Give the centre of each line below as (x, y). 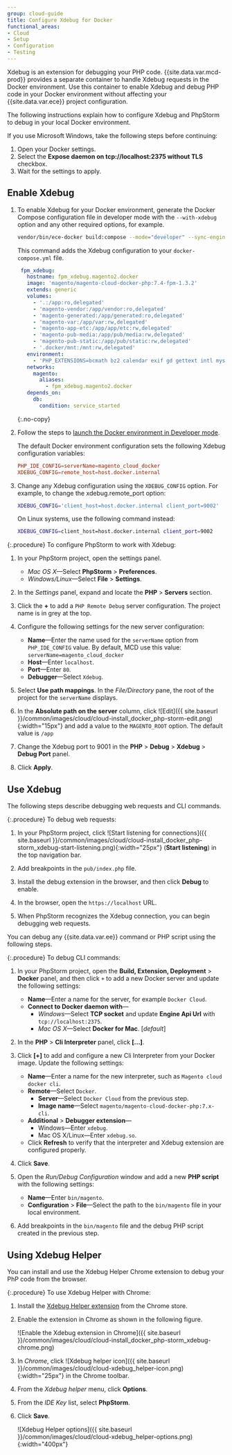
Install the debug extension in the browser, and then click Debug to (113, 882)
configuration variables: (51, 453)
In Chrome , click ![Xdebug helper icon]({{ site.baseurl (93, 1361)
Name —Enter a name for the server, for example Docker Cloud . (117, 1000)
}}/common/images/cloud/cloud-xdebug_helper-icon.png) (100, 1368)
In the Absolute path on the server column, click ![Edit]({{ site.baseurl (117, 711)
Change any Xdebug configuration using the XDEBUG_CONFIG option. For (117, 485)
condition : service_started (80, 406)
